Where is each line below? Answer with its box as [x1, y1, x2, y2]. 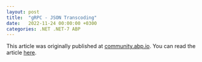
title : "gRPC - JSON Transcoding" [6, 15, 97, 21]
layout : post [6, 9, 40, 15]
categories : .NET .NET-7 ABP [6, 26, 81, 32]
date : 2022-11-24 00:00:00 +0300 [6, 20, 97, 26]
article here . [6, 49, 37, 57]
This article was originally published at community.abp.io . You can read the [6, 43, 196, 50]
